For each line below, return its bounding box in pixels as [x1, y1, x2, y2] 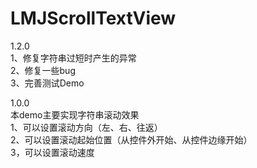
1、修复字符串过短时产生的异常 [10, 52, 137, 64]
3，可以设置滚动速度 [10, 146, 95, 158]
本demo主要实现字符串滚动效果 [10, 108, 140, 121]
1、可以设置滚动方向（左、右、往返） [10, 121, 163, 133]
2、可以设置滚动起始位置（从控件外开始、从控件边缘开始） [10, 133, 253, 146]
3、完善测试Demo [10, 77, 85, 89]
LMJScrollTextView [10, 7, 177, 30]
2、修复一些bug [10, 64, 76, 76]
